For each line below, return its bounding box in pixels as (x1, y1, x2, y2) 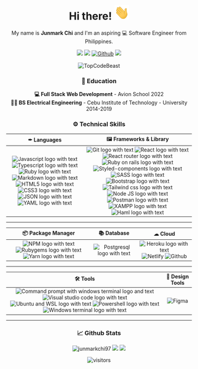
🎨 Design (166, 273, 189, 280)
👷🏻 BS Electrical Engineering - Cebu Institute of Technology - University (11, 99, 187, 106)
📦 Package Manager (22, 229, 75, 236)
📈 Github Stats (77, 329, 121, 337)
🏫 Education (81, 77, 117, 85)
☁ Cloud (153, 230, 176, 238)
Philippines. (85, 38, 113, 45)
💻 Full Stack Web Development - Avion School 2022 (34, 90, 164, 97)
